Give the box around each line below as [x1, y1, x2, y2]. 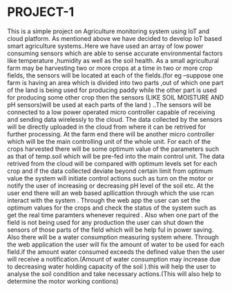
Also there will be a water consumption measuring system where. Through [7, 232, 219, 241]
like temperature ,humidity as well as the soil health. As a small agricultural [7, 56, 220, 64]
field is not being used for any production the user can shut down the [7, 218, 204, 226]
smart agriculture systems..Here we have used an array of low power [7, 42, 204, 50]
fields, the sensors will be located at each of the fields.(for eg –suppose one [7, 71, 224, 80]
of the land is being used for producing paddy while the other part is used [7, 86, 217, 94]
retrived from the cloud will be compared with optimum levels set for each [7, 159, 217, 167]
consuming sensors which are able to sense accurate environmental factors [7, 49, 223, 57]
